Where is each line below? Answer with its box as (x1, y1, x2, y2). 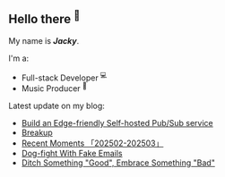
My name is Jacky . (8, 35, 80, 46)
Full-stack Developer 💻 (21, 71, 108, 83)
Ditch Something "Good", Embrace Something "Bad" (21, 157, 216, 168)
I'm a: (8, 53, 30, 63)
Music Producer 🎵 (21, 81, 87, 94)
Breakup (21, 127, 53, 139)
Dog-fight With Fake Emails (21, 148, 123, 159)
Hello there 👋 (8, 9, 81, 27)
